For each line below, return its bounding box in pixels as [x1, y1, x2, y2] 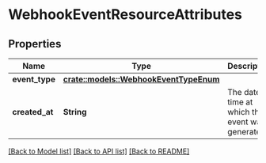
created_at [12, 107, 54, 117]
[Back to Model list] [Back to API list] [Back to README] [8, 146, 190, 156]
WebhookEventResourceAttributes [8, 6, 243, 24]
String [63, 107, 87, 117]
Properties [8, 37, 62, 51]
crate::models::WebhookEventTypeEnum [63, 74, 220, 85]
